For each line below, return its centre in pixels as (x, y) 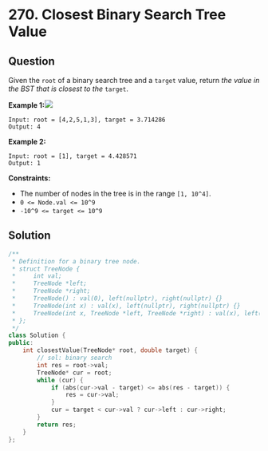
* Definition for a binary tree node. (76, 261)
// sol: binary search (75, 358)
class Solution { (37, 336)
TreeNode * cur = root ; (75, 373)
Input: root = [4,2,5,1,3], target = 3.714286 (87, 120)
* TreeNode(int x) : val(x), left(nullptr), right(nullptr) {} (126, 306)
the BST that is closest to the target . (69, 89)
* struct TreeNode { (46, 269)
